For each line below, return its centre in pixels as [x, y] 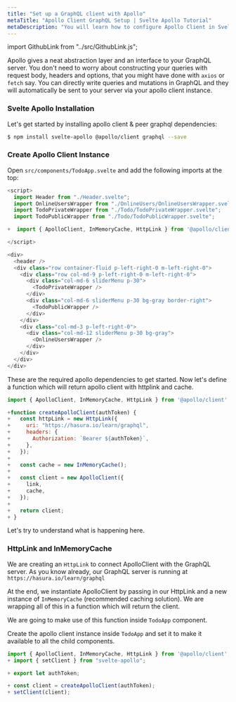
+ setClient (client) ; [39, 693]
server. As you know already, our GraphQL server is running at [98, 571]
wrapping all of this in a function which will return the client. [94, 606]
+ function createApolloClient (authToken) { [72, 412]
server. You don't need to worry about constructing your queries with [107, 68]
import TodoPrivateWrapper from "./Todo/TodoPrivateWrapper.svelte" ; [117, 210]
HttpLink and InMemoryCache [60, 549]
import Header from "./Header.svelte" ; [72, 197]
